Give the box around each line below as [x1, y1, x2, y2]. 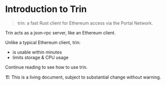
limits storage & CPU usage [12, 54, 69, 60]
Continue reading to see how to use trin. [5, 64, 88, 70]
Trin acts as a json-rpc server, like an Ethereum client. [5, 29, 116, 35]
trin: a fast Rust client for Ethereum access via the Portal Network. [17, 20, 154, 26]
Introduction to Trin [5, 3, 87, 15]
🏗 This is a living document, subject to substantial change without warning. [5, 74, 161, 80]
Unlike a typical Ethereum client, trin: [5, 39, 81, 45]
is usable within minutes [12, 49, 62, 55]
